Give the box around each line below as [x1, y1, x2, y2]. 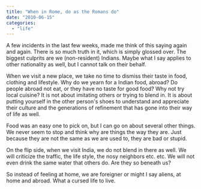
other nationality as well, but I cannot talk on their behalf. [6, 61, 146, 68]
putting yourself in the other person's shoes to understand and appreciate [6, 98, 189, 105]
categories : [6, 20, 36, 26]
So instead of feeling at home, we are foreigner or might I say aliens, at [6, 171, 181, 178]
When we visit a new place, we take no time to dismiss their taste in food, [6, 72, 188, 80]
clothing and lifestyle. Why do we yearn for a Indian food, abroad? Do [6, 79, 178, 86]
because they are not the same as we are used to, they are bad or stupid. [6, 135, 187, 142]
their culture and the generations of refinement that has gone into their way [6, 104, 193, 111]
